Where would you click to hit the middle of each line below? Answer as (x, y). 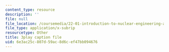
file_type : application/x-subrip (40, 28)
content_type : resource (30, 10)
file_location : (21, 24)
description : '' (22, 14)
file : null (17, 19)
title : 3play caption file (33, 38)
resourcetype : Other (27, 33)
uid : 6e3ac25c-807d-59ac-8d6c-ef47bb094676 (52, 42)
